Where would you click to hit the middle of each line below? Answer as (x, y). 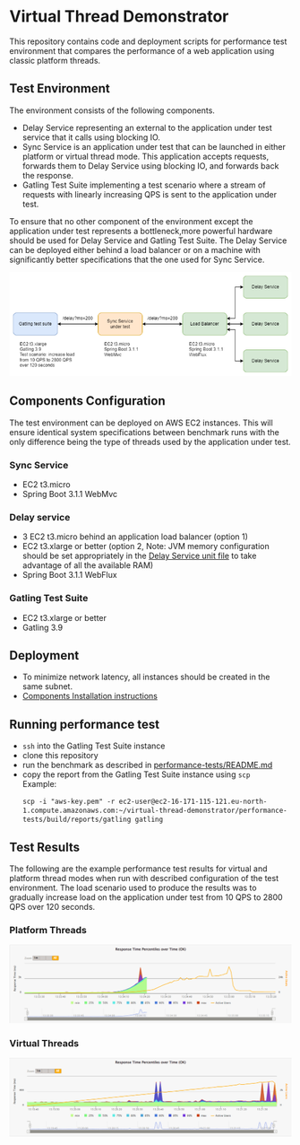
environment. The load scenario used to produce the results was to (133, 888)
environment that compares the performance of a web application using (142, 50)
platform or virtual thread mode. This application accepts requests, (146, 156)
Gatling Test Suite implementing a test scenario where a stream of (144, 185)
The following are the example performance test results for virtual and (138, 869)
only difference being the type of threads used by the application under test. (150, 441)
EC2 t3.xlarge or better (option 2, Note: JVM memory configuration (146, 546)
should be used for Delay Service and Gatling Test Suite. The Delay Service (148, 240)
